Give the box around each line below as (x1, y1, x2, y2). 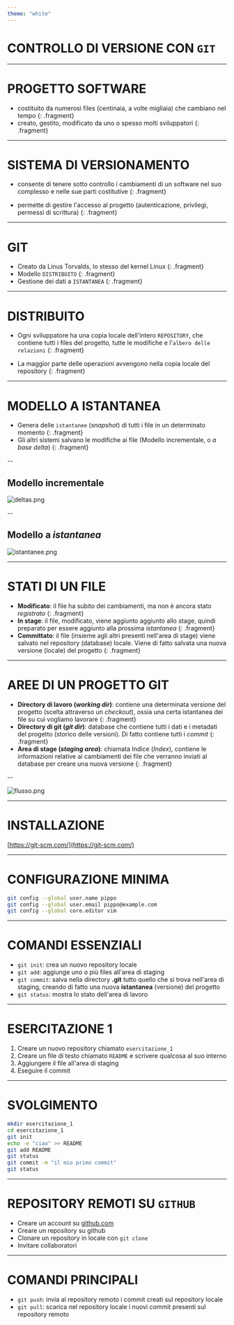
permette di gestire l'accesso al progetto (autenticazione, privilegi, (17, 201, 208, 209)
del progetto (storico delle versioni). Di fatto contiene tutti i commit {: (17, 729, 214, 738)
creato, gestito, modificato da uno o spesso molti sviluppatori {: (17, 119, 200, 127)
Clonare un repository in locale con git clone (17, 1234, 148, 1242)
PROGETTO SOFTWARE (7, 81, 147, 96)
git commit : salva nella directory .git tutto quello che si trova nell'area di (17, 976, 224, 984)
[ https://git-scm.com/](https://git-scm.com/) (7, 840, 134, 849)
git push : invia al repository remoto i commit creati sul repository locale (17, 1295, 224, 1303)
